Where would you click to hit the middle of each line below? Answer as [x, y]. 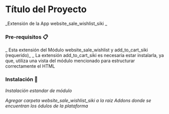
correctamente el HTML [30, 66]
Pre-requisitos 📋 [27, 37]
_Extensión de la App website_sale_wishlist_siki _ [56, 23]
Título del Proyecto [46, 9]
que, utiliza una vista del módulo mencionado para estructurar [70, 61]
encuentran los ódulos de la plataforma [47, 106]
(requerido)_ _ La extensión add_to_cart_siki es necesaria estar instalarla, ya [84, 55]
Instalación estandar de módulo [39, 91]
